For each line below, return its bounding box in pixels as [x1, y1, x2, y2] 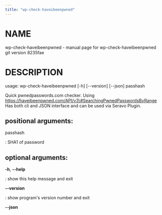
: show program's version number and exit [5, 195, 90, 201]
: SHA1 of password [5, 139, 45, 145]
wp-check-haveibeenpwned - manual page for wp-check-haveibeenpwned [5, 44, 157, 50]
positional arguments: [5, 117, 73, 125]
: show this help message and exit [5, 176, 73, 182]
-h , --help [5, 167, 26, 172]
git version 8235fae [5, 49, 45, 55]
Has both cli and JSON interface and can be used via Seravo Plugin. [5, 103, 142, 108]
